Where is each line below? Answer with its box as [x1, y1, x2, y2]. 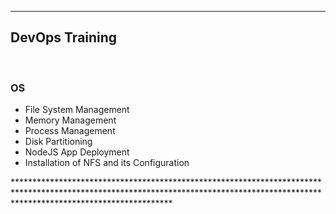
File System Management [24, 104, 130, 116]
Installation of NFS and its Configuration [24, 157, 190, 169]
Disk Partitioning [24, 136, 93, 148]
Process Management [24, 125, 116, 137]
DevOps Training [10, 29, 118, 46]
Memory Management [24, 114, 117, 126]
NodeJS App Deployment [24, 146, 130, 158]
